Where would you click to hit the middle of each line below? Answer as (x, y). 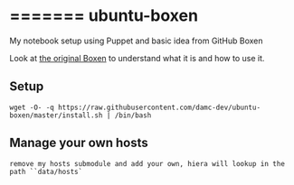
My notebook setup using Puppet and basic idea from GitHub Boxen (137, 41)
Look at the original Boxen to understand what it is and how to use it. (137, 58)
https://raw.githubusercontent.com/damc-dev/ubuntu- (159, 107)
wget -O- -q (32, 107)
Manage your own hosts (79, 143)
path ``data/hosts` (46, 171)
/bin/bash (133, 115)
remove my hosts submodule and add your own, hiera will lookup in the (147, 163)
